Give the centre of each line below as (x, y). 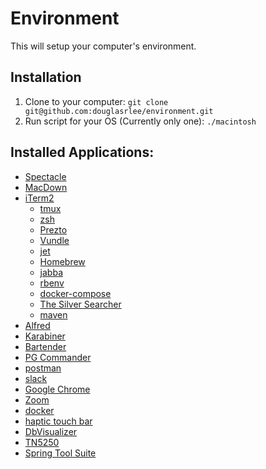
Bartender (45, 346)
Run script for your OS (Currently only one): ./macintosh (140, 121)
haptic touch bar (58, 421)
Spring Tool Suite (60, 453)
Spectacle (45, 176)
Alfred (37, 325)
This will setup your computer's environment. (103, 46)
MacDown (46, 187)
